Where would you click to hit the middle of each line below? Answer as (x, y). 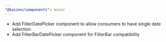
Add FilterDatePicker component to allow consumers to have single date (86, 24)
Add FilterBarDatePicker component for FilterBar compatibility (76, 34)
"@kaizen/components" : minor (35, 10)
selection (21, 29)
